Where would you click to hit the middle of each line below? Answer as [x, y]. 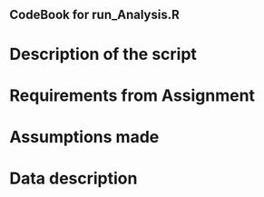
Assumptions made [84, 137]
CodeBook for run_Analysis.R [94, 15]
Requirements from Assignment [132, 95]
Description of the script [103, 54]
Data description [73, 178]
